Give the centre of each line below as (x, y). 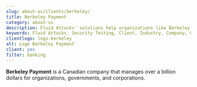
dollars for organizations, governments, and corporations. (76, 78)
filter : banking (26, 55)
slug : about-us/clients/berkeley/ (48, 11)
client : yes (21, 50)
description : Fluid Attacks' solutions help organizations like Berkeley (98, 28)
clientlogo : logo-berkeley (39, 39)
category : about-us (30, 22)
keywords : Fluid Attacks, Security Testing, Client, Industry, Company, (97, 33)
